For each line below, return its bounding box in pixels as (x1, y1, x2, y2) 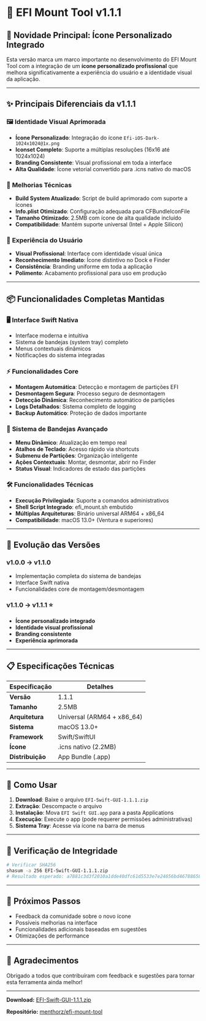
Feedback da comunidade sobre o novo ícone (15, 912, 132, 920)
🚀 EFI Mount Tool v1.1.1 (6, 6, 121, 20)
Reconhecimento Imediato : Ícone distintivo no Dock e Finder (15, 256, 170, 264)
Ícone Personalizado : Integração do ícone (15, 134, 123, 141)
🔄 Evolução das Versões (6, 540, 101, 550)
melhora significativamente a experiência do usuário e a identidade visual (6, 69, 192, 76)
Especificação (9, 682, 52, 691)
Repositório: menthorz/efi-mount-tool (6, 1008, 103, 1015)
